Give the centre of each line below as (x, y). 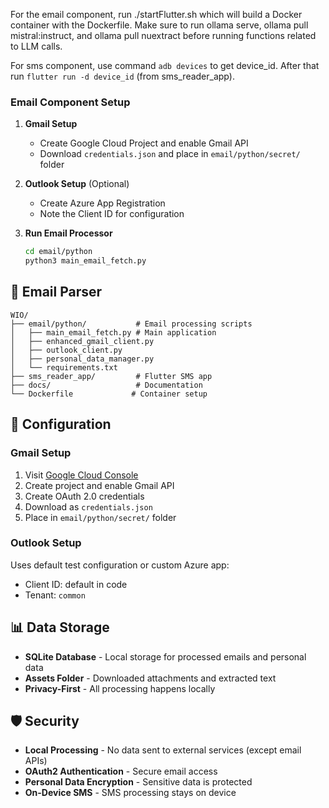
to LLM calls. (36, 46)
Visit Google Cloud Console (81, 475)
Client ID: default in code (76, 584)
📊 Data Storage (60, 627)
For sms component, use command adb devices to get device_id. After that (165, 65)
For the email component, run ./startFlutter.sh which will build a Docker (156, 14)
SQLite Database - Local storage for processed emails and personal (165, 656)
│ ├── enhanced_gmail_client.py (82, 341)
